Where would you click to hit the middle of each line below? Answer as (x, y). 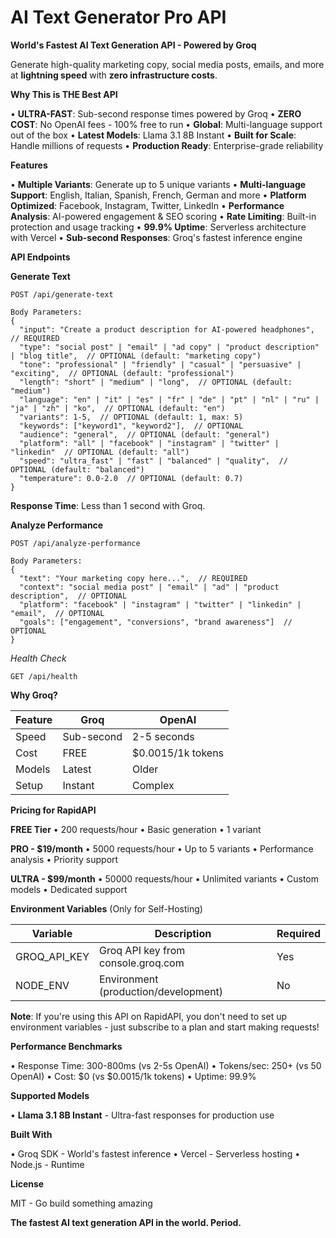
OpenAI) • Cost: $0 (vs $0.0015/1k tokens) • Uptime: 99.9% (133, 1076)
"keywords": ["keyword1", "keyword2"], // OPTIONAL (131, 426)
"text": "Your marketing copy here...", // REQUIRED (133, 578)
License (27, 1183)
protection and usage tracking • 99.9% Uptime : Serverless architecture (158, 227)
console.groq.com (141, 963)
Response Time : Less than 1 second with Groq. (108, 505)
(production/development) (161, 991)
